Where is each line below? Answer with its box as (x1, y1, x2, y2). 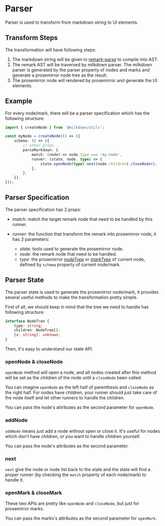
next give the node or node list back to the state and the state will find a (5, 466, 151, 472)
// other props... (23, 143, 61, 148)
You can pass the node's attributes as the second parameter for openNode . (5, 404, 155, 410)
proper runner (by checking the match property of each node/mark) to (5, 472, 147, 478)
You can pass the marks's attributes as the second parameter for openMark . (5, 515, 157, 522)
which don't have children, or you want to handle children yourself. (5, 433, 141, 439)
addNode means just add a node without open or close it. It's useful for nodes (5, 428, 160, 434)
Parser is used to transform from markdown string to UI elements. (5, 19, 138, 25)
